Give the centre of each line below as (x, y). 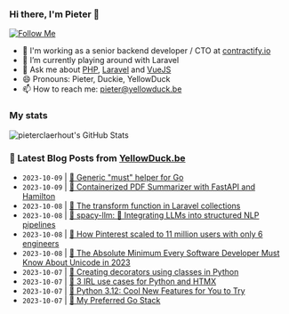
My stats (28, 116)
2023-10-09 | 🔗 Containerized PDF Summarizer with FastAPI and (139, 187)
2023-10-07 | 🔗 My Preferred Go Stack (91, 300)
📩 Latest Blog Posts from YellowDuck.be (97, 157)
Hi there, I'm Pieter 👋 (54, 14)
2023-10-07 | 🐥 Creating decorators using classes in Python (130, 271)
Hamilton (39, 196)
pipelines (39, 224)
